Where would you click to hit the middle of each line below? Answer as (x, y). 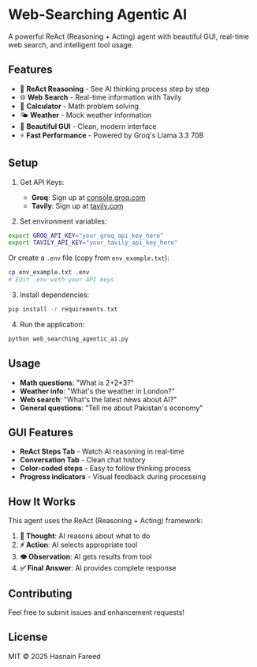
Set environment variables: (63, 221)
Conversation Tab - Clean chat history (82, 460)
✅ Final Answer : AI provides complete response (98, 568)
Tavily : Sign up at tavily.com (77, 205)
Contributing (40, 593)
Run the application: (52, 324)
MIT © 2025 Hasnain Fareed (54, 656)
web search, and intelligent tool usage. (71, 44)
